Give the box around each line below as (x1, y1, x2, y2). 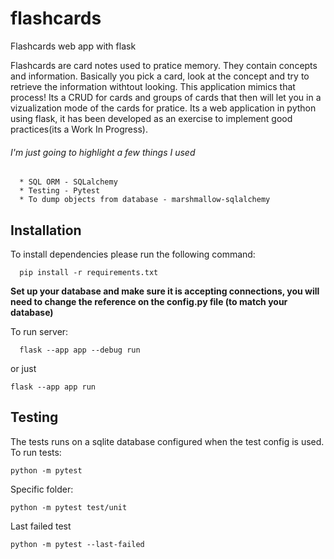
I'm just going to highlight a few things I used (10, 146, 196, 158)
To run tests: (10, 446, 62, 458)
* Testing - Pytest (19, 186, 101, 196)
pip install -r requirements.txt (19, 267, 159, 277)
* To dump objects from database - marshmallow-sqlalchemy (19, 195, 271, 205)
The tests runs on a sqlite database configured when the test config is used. (10, 435, 325, 447)
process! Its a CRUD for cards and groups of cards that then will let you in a (10, 91, 322, 103)
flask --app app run (10, 382, 97, 392)
